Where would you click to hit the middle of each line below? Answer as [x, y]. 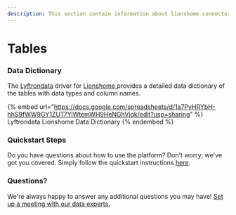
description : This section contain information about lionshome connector [119, 14]
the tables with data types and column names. [74, 93]
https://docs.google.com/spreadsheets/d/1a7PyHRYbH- [135, 107]
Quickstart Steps [37, 140]
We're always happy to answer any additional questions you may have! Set [115, 196]
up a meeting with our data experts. [59, 204]
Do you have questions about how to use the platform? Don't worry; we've [115, 155]
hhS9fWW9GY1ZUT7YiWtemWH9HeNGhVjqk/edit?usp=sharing [99, 115]
